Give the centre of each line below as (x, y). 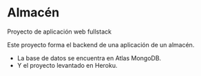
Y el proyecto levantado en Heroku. (67, 65)
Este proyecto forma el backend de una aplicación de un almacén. (101, 45)
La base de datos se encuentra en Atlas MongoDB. (89, 58)
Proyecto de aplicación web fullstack (60, 31)
